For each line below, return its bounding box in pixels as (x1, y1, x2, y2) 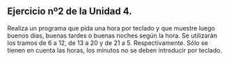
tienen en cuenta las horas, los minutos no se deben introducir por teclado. (7, 46, 223, 54)
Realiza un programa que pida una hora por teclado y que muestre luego (7, 24, 216, 32)
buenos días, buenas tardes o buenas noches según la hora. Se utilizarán (7, 31, 218, 40)
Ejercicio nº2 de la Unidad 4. (7, 6, 132, 17)
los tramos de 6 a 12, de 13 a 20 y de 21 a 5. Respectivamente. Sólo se (7, 38, 209, 47)
